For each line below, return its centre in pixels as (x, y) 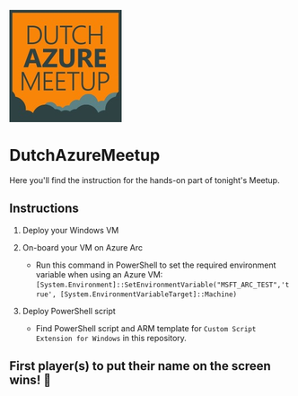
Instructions (44, 209)
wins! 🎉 (31, 380)
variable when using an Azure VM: (99, 274)
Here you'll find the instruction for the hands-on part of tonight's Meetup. (145, 180)
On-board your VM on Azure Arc (83, 247)
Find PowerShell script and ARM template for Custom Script (146, 328)
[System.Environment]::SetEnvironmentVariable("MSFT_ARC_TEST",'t (162, 285)
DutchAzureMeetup (85, 156)
